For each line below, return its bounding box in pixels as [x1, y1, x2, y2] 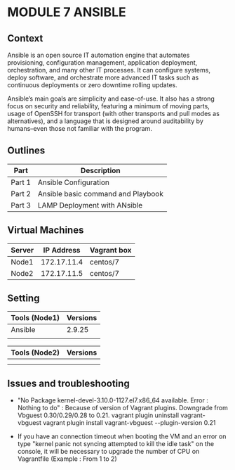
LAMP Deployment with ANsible [37, 200, 142, 210]
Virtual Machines [7, 224, 84, 236]
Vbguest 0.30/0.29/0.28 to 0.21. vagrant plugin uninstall [17, 411, 180, 419]
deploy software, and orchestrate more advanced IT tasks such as [7, 73, 199, 82]
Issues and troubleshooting [7, 377, 130, 389]
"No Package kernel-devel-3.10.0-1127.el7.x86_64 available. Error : [17, 396, 208, 405]
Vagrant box [90, 245, 132, 255]
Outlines [7, 145, 46, 157]
